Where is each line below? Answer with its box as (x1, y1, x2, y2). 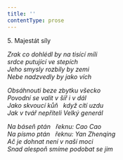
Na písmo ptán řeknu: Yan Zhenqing (7, 130, 116, 138)
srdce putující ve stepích (7, 57, 79, 66)
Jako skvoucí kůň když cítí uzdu (7, 101, 104, 109)
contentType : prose (7, 17, 65, 24)
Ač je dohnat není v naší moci (7, 137, 93, 145)
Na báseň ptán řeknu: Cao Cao (7, 122, 102, 130)
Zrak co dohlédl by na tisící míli (7, 50, 98, 59)
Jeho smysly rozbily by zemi (7, 65, 90, 73)
